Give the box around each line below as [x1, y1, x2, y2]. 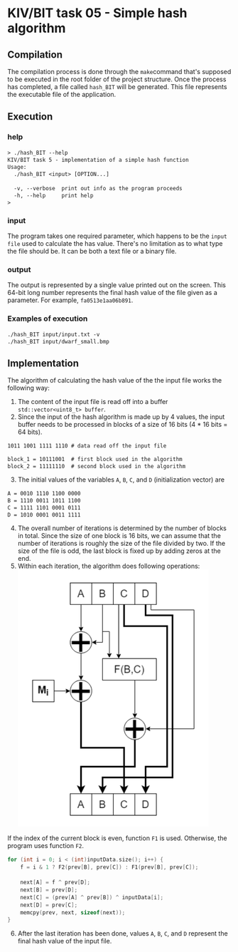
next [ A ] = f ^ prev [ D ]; [20, 879, 91, 886]
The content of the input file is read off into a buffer [17, 398, 168, 406]
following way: [7, 383, 50, 393]
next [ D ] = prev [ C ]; [20, 901, 78, 909]
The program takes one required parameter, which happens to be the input [7, 232, 227, 240]
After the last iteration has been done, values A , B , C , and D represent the [17, 929, 229, 938]
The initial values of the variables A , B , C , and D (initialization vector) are [17, 475, 225, 484]
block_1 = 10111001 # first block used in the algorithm [7, 456, 183, 463]
